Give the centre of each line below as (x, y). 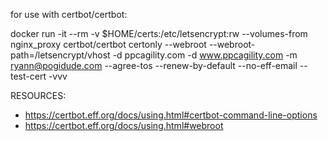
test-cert (28, 76)
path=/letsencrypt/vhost (60, 55)
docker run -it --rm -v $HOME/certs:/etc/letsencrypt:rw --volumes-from (159, 33)
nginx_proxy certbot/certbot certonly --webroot (108, 44)
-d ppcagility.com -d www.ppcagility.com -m (205, 55)
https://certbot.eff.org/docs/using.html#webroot (124, 125)
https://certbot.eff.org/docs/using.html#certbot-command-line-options (171, 115)
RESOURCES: (38, 95)
